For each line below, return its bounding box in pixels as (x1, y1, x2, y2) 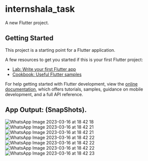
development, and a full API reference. (5, 91, 83, 97)
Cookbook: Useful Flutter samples (12, 71, 82, 77)
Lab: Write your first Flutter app (12, 66, 76, 72)
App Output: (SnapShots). (5, 106, 87, 114)
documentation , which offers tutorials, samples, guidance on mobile (5, 86, 143, 92)
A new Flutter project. (5, 20, 49, 26)
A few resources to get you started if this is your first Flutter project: (5, 57, 143, 63)
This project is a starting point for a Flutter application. (5, 47, 115, 53)
